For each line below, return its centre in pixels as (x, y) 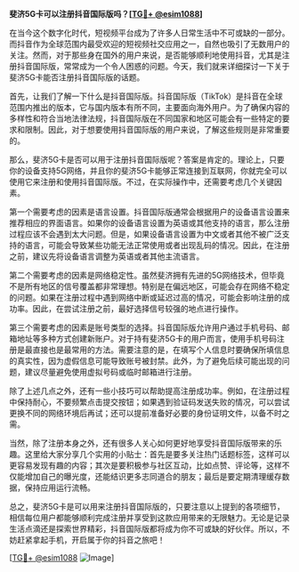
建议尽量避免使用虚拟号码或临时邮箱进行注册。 (110, 372)
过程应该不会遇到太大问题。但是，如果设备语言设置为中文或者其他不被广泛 (145, 234)
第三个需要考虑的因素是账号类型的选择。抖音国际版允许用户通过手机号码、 (145, 327)
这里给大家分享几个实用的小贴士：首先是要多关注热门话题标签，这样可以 (157, 454)
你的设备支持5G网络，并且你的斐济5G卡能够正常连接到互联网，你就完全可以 (148, 171)
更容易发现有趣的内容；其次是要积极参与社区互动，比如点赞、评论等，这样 (145, 465)
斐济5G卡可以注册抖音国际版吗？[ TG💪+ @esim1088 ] (106, 14)
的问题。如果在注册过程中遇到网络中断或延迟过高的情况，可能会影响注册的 (145, 298)
